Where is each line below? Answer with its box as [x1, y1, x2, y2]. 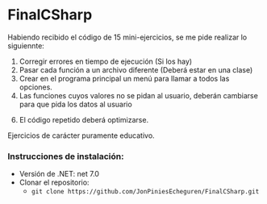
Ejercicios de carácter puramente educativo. [7, 131, 155, 140]
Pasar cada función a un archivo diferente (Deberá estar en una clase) [19, 65, 253, 74]
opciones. [19, 82, 53, 92]
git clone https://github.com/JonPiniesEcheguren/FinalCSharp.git [31, 188, 260, 196]
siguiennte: [7, 40, 45, 50]
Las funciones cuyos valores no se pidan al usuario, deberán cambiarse [19, 90, 259, 100]
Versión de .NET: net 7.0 [19, 169, 100, 179]
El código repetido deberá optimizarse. [19, 114, 149, 124]
